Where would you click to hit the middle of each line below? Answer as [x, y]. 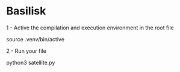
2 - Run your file [26, 51]
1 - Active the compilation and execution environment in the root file [90, 28]
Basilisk [26, 11]
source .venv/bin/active [36, 39]
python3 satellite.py [31, 62]
